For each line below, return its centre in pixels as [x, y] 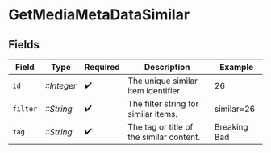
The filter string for [163, 104]
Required [102, 67]
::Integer [61, 86]
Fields [24, 45]
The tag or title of [161, 127]
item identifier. [155, 91]
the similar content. [164, 137]
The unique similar [163, 81]
